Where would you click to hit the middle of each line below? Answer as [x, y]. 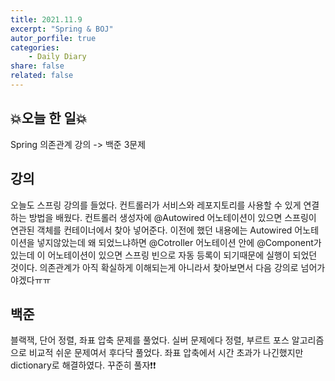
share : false [37, 66]
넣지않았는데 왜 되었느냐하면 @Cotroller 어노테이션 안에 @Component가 [179, 242]
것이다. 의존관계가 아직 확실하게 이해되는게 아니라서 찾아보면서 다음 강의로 [154, 267]
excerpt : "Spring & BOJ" [62, 29]
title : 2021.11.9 [46, 19]
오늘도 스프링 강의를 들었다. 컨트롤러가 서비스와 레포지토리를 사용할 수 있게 [156, 205]
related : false [42, 76]
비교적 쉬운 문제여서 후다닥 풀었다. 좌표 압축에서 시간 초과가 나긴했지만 [166, 353]
